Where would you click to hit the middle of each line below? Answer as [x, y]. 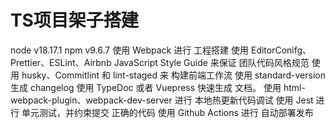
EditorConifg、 [281, 50]
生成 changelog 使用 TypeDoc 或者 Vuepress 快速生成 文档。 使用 [146, 87]
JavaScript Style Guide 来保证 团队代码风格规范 [211, 62]
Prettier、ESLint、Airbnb [61, 62]
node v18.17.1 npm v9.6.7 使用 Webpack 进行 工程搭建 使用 [130, 50]
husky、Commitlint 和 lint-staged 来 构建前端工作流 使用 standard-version [173, 75]
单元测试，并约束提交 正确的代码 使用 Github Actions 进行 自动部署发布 [167, 112]
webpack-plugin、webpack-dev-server [91, 100]
